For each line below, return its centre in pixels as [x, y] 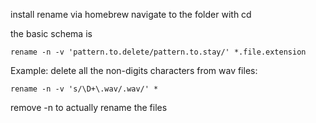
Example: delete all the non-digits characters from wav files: [134, 70]
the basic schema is [51, 33]
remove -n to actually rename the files [89, 107]
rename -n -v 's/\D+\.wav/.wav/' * [84, 89]
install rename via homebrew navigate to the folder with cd [131, 14]
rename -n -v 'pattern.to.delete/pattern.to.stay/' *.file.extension [158, 52]
